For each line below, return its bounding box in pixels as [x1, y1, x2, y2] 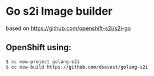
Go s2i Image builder [5, 4, 113, 18]
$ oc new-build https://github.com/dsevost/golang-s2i [5, 64, 148, 70]
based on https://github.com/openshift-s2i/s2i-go [5, 25, 131, 32]
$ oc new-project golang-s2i [5, 58, 80, 65]
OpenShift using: [5, 42, 71, 53]
